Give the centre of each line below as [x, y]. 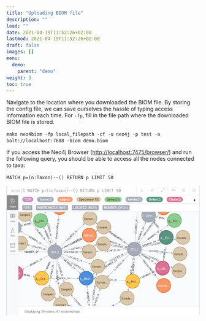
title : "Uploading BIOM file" [45, 13]
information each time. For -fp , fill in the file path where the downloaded [97, 115]
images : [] [20, 52]
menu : [13, 58]
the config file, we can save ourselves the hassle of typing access [90, 109]
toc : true [19, 84]
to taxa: [16, 165]
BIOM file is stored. [31, 122]
